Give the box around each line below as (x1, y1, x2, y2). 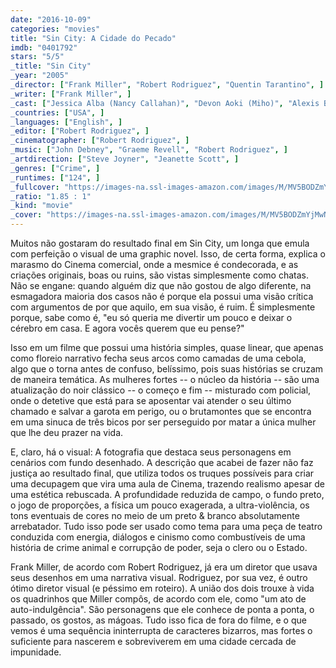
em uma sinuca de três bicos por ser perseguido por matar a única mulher (10, 416, 317, 428)
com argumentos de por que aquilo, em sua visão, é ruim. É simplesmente (10, 301, 316, 313)
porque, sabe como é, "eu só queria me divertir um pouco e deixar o (10, 312, 293, 323)
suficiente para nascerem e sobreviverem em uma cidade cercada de (10, 636, 297, 647)
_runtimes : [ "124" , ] (10, 172, 101, 183)
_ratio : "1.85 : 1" (10, 191, 92, 201)
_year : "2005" (10, 71, 70, 81)
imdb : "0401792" (10, 42, 78, 53)
